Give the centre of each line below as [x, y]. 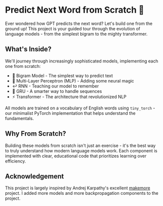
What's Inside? [28, 49]
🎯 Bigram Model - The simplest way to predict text [63, 76]
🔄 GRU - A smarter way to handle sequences [57, 91]
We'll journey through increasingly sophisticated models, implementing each [81, 61]
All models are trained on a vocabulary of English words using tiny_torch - [80, 108]
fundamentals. [19, 118]
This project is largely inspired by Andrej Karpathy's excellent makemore [78, 188]
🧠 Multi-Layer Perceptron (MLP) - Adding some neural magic [73, 81]
